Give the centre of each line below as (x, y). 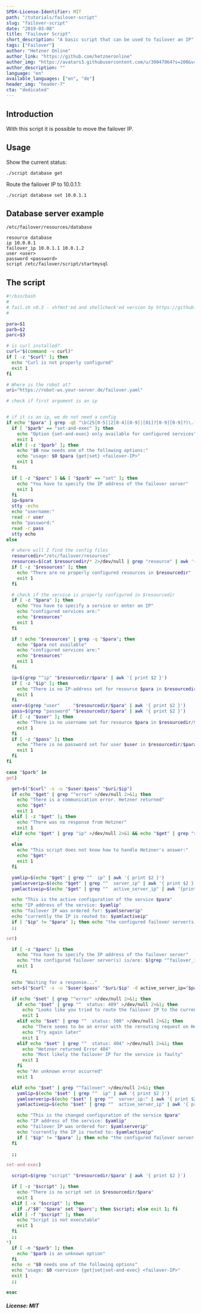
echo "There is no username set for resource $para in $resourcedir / (106, 722)
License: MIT (23, 1306)
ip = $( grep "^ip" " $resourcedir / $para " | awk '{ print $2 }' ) (89, 678)
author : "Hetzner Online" (38, 51)
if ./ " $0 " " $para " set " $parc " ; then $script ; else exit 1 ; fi (98, 1209)
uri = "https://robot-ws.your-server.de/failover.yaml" (75, 390)
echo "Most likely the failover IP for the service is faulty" (103, 1055)
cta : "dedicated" (28, 90)
